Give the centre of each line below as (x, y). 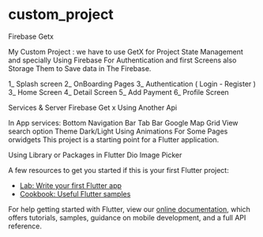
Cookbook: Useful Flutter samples (75, 194)
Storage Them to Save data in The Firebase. (80, 68)
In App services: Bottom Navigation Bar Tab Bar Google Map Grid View (123, 122)
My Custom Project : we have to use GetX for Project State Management (126, 51)
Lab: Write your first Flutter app (71, 185)
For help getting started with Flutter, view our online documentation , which (130, 209)
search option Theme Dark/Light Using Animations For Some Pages (118, 131)
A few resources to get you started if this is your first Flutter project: (118, 170)
